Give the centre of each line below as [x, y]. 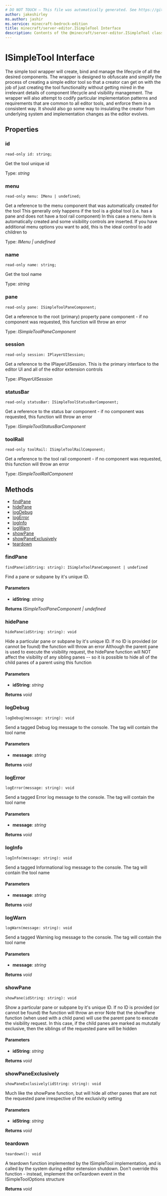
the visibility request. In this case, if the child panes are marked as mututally [83, 1023]
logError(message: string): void [40, 788]
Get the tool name [24, 274]
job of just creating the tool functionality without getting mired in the [75, 87]
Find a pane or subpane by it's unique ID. [47, 576]
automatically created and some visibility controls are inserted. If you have [81, 221]
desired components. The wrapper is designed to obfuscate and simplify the [83, 77]
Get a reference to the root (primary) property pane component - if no [77, 316]
